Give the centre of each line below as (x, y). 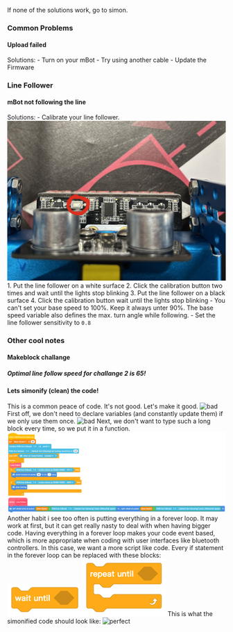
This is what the (190, 613)
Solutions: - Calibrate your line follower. (63, 117)
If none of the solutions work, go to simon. (68, 10)
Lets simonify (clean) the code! (53, 390)
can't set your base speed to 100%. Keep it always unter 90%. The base (110, 308)
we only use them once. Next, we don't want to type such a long (109, 421)
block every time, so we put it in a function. (69, 428)
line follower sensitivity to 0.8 (49, 323)
